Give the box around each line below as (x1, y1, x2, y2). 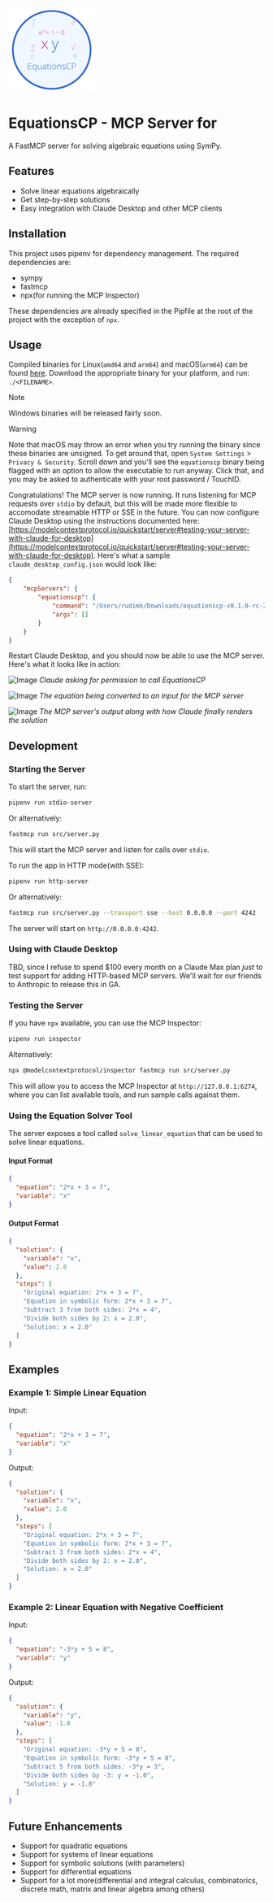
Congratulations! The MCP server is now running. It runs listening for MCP (8, 490, 257, 500)
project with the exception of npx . (8, 315, 120, 324)
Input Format (8, 1156, 53, 1165)
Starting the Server (8, 763, 86, 774)
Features (8, 164, 54, 178)
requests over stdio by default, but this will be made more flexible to (8, 498, 238, 509)
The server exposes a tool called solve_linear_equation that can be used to (8, 1129, 263, 1138)
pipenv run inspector (8, 1035, 82, 1043)
